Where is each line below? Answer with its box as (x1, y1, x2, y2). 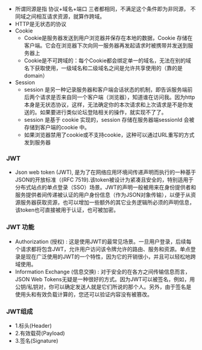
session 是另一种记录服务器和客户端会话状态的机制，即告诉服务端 (24, 86, 188, 93)
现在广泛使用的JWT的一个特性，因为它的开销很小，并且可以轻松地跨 (25, 253, 196, 260)
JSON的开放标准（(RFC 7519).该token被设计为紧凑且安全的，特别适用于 (14, 176, 194, 183)
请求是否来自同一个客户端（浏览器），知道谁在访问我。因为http (40, 94, 195, 101)
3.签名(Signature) (14, 337, 58, 344)
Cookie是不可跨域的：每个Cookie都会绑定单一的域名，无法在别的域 (24, 57, 192, 64)
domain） (24, 72, 48, 79)
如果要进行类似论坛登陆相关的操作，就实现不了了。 (40, 109, 167, 116)
